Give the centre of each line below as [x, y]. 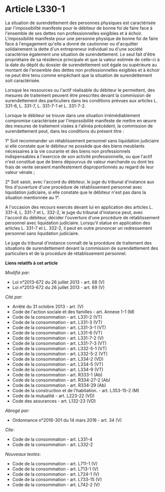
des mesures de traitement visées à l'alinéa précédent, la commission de [79, 126]
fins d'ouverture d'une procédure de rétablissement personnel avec [74, 187]
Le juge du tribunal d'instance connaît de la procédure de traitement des [78, 243]
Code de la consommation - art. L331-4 [52, 439]
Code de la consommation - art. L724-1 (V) [56, 474]
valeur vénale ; [20, 172]
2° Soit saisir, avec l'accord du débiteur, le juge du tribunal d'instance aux [80, 182]
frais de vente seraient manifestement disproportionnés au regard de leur [80, 167]
